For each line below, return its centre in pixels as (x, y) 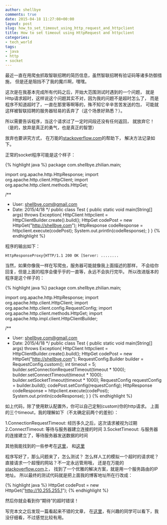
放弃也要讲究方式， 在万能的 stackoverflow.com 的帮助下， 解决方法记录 (78, 138)
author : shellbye (23, 10)
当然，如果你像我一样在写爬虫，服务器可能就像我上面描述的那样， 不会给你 (82, 265)
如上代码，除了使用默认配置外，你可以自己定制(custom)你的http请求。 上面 (82, 406)
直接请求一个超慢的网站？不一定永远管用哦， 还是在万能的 (65, 463)
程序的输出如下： (23, 246)
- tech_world (19, 42)
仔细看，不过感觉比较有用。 (38, 518)
